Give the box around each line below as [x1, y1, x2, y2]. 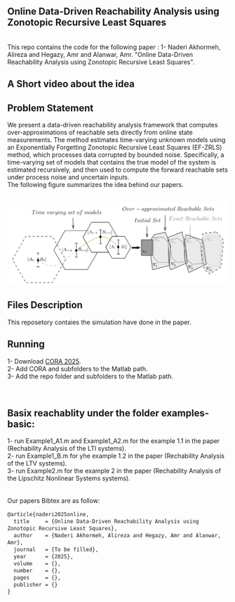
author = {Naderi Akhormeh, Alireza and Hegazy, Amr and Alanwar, [13, 532, 221, 539]
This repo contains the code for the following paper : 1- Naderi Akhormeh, [7, 42, 221, 51]
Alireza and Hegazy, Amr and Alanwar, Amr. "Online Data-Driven [7, 50, 194, 58]
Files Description [7, 299, 83, 312]
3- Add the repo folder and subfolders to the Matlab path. [7, 372, 174, 380]
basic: [7, 418, 35, 430]
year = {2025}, [13, 553, 74, 561]
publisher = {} [13, 582, 58, 589]
